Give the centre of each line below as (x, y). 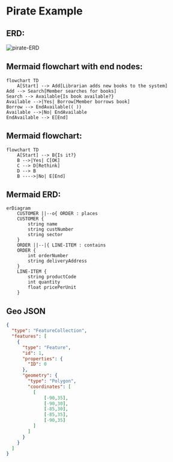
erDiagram (19, 208)
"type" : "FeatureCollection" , (49, 331)
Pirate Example (44, 11)
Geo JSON (26, 311)
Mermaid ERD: (34, 195)
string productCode (52, 277)
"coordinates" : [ (49, 387)
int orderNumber (48, 256)
